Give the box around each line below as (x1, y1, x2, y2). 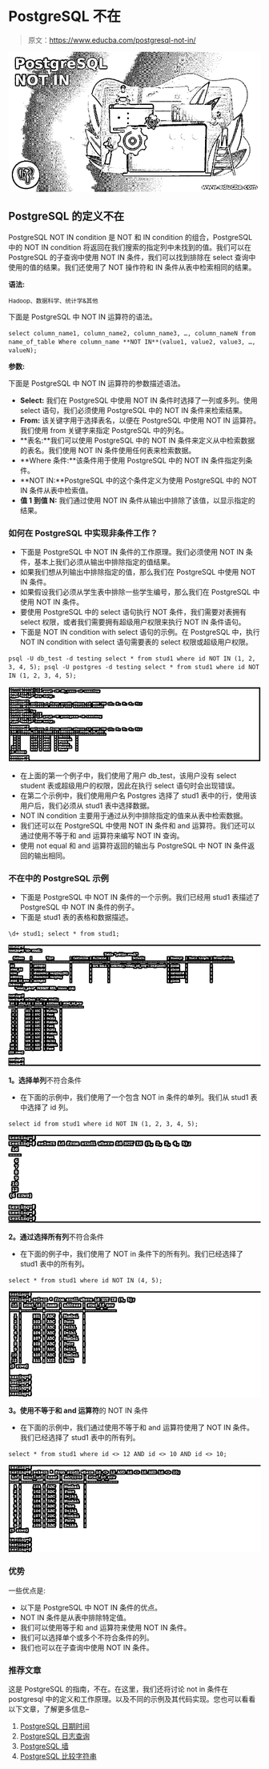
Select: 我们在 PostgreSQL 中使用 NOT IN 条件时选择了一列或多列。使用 (19, 395, 258, 405)
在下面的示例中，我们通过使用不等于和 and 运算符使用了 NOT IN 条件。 (19, 1422, 255, 1433)
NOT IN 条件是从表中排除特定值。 (19, 1612, 130, 1622)
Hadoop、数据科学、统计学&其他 (8, 297, 98, 305)
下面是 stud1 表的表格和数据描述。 (19, 913, 134, 922)
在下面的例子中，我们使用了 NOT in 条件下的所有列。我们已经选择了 (19, 1250, 244, 1259)
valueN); (8, 346, 38, 355)
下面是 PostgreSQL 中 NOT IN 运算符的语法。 (8, 311, 158, 321)
